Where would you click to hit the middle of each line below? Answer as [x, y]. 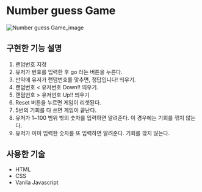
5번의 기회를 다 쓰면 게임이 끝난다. [56, 110]
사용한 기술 [26, 154]
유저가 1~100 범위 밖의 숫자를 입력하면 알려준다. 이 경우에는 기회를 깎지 [100, 117]
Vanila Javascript [37, 182]
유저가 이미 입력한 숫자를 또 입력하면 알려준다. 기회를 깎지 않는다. [92, 133]
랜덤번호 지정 [31, 64]
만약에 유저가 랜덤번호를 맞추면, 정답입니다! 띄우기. [75, 79]
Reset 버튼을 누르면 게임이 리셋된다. [58, 102]
